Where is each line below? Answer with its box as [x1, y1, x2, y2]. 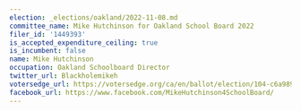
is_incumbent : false [9, 47, 87, 55]
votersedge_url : [9, 80, 70, 89]
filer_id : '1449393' [9, 30, 87, 38]
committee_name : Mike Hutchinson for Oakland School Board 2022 [9, 21, 254, 30]
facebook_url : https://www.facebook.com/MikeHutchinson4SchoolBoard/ [9, 88, 275, 97]
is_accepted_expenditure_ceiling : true [9, 38, 159, 47]
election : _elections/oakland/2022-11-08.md [9, 13, 178, 22]
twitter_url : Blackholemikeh [9, 72, 118, 81]
